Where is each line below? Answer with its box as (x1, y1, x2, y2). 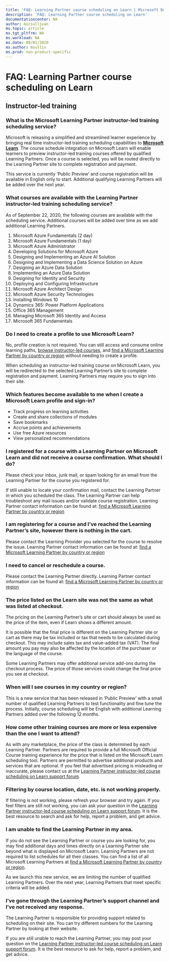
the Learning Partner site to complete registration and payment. (6, 161, 137, 167)
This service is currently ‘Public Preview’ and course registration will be (6, 171, 153, 177)
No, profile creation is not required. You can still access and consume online (6, 341, 163, 347)
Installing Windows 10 (13, 296, 58, 302)
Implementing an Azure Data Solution (13, 270, 90, 276)
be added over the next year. (6, 182, 66, 188)
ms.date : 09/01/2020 (6, 40, 49, 45)
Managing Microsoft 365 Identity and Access (13, 312, 106, 318)
